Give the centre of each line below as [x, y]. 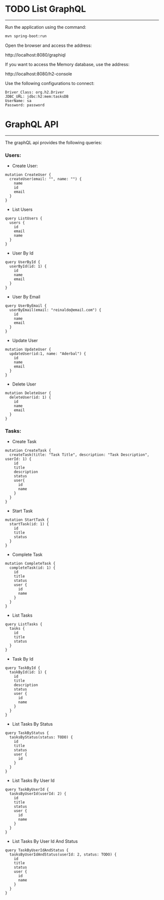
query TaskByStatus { [27, 733]
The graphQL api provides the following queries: [54, 142]
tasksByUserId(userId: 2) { [38, 794]
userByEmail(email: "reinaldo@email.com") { [55, 310]
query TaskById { [23, 668]
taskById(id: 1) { [28, 672]
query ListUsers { [24, 218]
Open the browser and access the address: [48, 45]
